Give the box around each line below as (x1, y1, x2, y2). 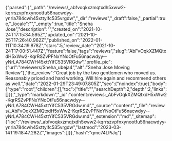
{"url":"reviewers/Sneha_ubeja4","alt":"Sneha (5, 64, 102, 70)
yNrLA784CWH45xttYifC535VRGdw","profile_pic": (5, 59, 112, 65)
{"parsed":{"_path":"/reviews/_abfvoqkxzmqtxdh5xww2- (5, 5, 126, 10)
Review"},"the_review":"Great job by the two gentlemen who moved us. (5, 70, 157, 76)
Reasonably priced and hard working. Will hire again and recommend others (5, 75, 166, 81)
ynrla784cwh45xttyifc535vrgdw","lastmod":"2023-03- (5, 124, 122, 130)
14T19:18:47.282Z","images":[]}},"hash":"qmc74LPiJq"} (5, 130, 122, 135)
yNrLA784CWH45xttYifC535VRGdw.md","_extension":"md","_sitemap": (5, 113, 156, 119)
